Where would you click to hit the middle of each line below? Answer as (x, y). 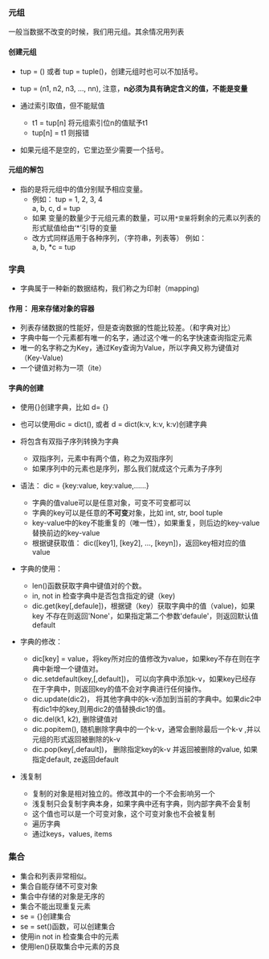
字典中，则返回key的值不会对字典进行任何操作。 (126, 689)
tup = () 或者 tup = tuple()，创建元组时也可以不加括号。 (111, 71)
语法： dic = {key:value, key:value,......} (85, 486)
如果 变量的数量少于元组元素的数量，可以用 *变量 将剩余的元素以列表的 (146, 217)
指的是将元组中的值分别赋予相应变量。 (83, 189)
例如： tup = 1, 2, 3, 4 (67, 199)
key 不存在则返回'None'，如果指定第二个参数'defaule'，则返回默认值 (145, 616)
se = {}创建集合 (45, 916)
